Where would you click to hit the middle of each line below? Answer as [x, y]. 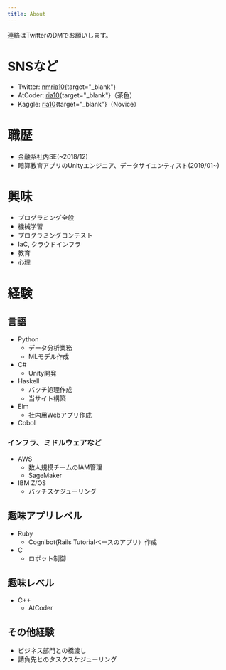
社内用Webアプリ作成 [60, 415]
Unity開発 [42, 373]
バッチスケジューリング [63, 491]
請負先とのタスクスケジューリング [67, 659]
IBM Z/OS [32, 483]
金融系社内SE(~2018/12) [53, 156]
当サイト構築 [47, 398]
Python [28, 339]
